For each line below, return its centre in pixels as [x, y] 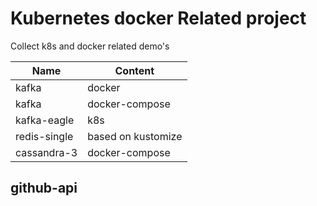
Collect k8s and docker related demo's [90, 46]
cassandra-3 [46, 152]
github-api [44, 188]
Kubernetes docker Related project [158, 18]
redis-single [44, 136]
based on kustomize [135, 136]
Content [134, 70]
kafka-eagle [45, 120]
